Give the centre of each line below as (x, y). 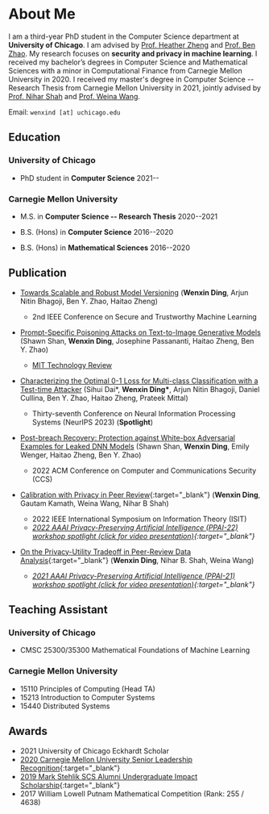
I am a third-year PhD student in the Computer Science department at (124, 36)
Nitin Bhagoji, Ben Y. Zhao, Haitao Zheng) (89, 301)
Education (35, 138)
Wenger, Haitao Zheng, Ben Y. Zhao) (81, 455)
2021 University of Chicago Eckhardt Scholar (94, 750)
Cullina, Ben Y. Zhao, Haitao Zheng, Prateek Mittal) (104, 398)
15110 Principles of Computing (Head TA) (87, 689)
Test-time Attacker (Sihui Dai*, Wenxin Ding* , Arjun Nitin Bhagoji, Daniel (140, 389)
